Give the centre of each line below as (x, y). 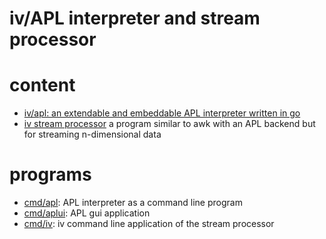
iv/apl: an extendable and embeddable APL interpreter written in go (162, 113)
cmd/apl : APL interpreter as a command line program (133, 203)
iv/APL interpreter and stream (135, 18)
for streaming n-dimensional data (92, 134)
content (42, 85)
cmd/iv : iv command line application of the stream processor (149, 224)
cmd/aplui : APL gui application (87, 213)
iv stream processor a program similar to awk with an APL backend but (169, 124)
